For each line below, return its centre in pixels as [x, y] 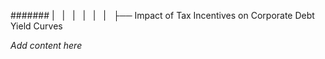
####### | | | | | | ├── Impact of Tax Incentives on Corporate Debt [162, 15]
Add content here [46, 45]
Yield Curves [36, 26]
